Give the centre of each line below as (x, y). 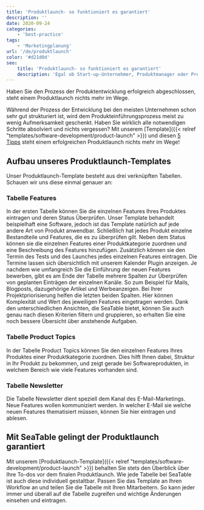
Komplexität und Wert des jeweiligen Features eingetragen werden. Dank (97, 302)
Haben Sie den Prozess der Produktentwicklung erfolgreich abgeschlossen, (101, 91)
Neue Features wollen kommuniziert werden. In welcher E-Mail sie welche (99, 405)
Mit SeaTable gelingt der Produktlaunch (83, 437)
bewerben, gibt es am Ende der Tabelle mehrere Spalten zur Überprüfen (97, 276)
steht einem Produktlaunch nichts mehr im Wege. (68, 98)
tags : (13, 40)
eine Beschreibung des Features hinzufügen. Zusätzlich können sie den (96, 250)
